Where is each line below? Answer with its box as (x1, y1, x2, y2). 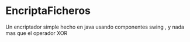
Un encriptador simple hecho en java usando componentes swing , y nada (5, 23, 185, 30)
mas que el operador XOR (5, 29, 68, 36)
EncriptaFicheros (5, 4, 91, 17)
